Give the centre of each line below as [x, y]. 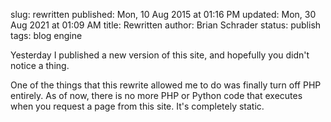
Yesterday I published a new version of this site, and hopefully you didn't [160, 55]
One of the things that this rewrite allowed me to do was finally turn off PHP [166, 85]
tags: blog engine [46, 35]
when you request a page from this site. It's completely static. [137, 106]
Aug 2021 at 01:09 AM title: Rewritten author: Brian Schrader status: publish [166, 25]
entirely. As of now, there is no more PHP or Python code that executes [156, 95]
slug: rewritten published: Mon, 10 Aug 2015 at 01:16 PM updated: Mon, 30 [163, 14]
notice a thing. [40, 65]
